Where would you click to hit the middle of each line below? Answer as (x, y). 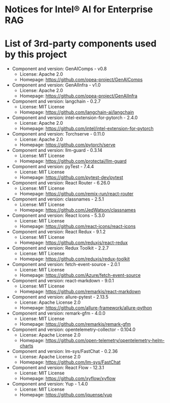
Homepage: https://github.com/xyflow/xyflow (67, 378)
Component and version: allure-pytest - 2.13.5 (60, 297)
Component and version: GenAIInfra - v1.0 (56, 85)
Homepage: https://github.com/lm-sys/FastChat (70, 362)
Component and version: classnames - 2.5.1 (58, 199)
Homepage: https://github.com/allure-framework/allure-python (86, 308)
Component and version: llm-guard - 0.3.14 (57, 150)
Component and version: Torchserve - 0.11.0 (58, 134)
